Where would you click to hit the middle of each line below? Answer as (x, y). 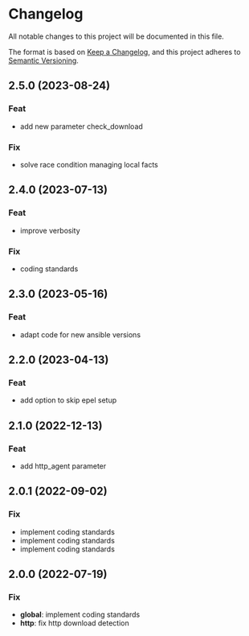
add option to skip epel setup (68, 400)
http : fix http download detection (75, 623)
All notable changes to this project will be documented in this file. (116, 36)
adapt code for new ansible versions (80, 334)
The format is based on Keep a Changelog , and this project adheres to (124, 52)
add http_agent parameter (63, 466)
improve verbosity (50, 230)
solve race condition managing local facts (89, 164)
